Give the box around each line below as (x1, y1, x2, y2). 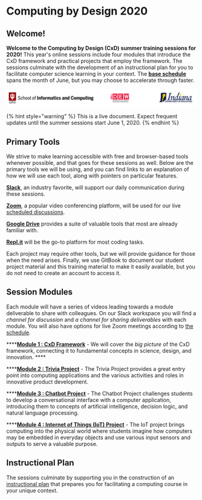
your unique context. (6, 487, 58, 494)
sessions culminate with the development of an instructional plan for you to (6, 64, 194, 71)
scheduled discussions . (6, 208, 65, 216)
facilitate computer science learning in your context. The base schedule (6, 70, 186, 77)
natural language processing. (6, 409, 79, 416)
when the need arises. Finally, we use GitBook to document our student (6, 256, 184, 264)
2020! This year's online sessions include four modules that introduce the (6, 51, 191, 58)
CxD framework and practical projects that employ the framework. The (6, 58, 183, 64)
